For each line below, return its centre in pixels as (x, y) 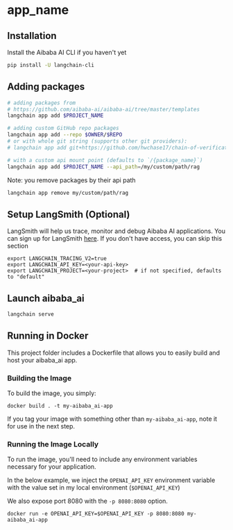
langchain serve (31, 314)
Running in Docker (48, 336)
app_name (38, 10)
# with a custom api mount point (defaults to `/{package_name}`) (105, 160)
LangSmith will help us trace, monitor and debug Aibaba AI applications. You (116, 231)
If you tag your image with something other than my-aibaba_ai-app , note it (112, 419)
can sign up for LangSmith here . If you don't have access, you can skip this (115, 239)
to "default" (26, 277)
